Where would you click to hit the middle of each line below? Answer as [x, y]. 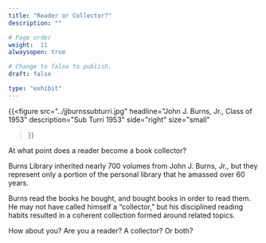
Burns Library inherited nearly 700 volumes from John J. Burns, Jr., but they [133, 166]
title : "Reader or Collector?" [60, 16]
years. [19, 182]
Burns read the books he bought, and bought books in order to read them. [130, 198]
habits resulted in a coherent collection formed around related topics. [122, 215]
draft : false [30, 74]
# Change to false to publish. [60, 67]
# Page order [30, 37]
